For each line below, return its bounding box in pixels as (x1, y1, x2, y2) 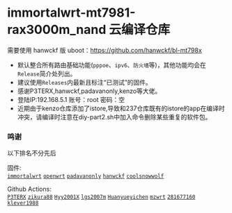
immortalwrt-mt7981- (7, 5, 136, 21)
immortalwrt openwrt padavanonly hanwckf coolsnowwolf (7, 173, 164, 180)
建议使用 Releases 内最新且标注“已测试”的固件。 (17, 78, 152, 86)
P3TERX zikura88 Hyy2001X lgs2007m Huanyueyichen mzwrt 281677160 (7, 194, 196, 201)
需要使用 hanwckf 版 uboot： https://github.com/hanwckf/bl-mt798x (7, 46, 202, 54)
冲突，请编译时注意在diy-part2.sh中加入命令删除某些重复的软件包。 (17, 112, 212, 121)
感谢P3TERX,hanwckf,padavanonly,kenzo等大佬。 (17, 87, 162, 95)
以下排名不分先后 (7, 149, 56, 157)
